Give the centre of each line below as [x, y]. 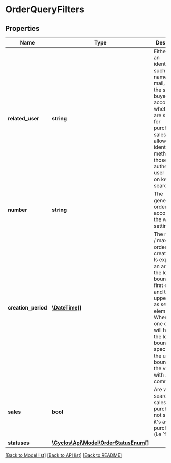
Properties [22, 28]
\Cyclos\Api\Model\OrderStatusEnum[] [101, 443]
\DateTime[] [67, 308]
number [18, 210]
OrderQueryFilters [45, 9]
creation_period [27, 308]
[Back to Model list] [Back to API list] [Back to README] [64, 455]
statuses [19, 443]
